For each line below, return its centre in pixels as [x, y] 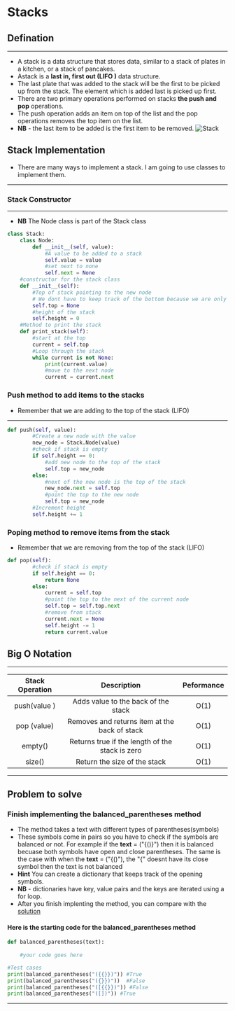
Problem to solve [45, 794]
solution [29, 912]
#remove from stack [73, 613]
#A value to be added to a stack [93, 253]
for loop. [29, 896]
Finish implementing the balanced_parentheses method [104, 814]
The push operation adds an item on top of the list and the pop [107, 113]
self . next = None [70, 273]
